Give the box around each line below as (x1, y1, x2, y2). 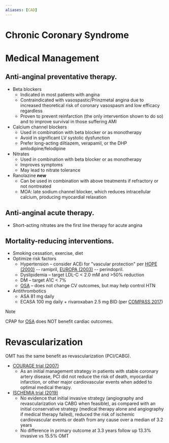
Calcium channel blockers (12, 124, 67, 130)
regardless (20, 108, 43, 114)
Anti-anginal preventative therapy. (5, 73, 117, 81)
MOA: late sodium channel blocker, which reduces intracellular (20, 188, 151, 194)
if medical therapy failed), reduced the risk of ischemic (20, 412, 135, 418)
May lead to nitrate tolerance (20, 167, 81, 173)
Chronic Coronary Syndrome (5, 29, 129, 41)
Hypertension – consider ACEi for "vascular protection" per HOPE (20, 261, 157, 267)
